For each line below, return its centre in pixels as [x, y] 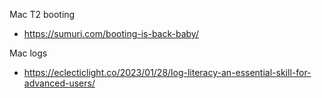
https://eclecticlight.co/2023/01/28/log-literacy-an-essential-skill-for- [167, 72]
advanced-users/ [59, 83]
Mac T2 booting [42, 14]
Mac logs [28, 53]
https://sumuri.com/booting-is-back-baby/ [111, 33]
